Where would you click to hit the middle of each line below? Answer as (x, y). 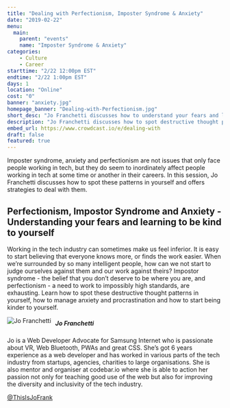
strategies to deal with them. (47, 190)
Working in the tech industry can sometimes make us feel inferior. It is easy (113, 249)
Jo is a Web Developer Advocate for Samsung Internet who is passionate (110, 340)
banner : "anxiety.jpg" (39, 103)
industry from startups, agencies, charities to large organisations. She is (108, 362)
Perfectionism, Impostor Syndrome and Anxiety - (114, 211)
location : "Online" (35, 90)
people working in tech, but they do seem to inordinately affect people (106, 168)
